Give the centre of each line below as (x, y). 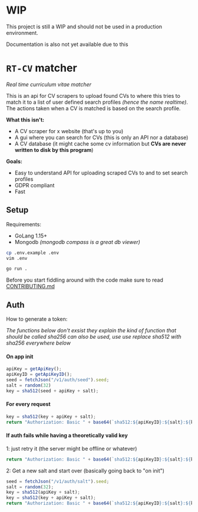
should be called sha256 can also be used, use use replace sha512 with (94, 337)
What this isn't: (25, 120)
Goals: (14, 161)
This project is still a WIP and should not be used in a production (84, 27)
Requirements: (24, 224)
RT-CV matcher (42, 68)
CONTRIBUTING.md (30, 286)
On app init (20, 356)
